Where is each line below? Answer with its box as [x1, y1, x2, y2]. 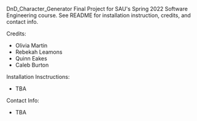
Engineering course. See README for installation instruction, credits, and [6, 12, 191, 19]
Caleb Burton [15, 61, 49, 68]
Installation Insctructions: [6, 73, 70, 80]
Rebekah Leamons [15, 48, 63, 56]
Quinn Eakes [15, 55, 47, 62]
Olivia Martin [15, 42, 48, 49]
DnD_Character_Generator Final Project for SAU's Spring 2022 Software [6, 5, 188, 12]
